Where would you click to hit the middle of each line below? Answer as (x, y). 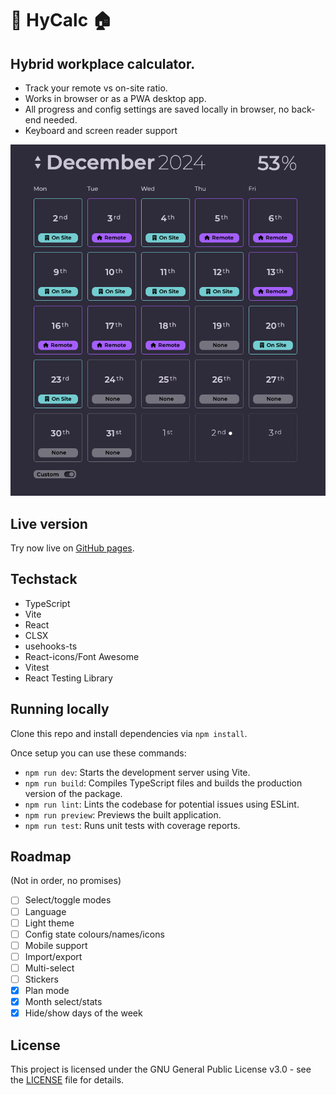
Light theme (49, 923)
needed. (60, 120)
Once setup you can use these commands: (98, 753)
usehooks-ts (51, 646)
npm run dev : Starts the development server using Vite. (137, 772)
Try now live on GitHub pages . (72, 548)
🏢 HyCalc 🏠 (61, 20)
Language (45, 911)
